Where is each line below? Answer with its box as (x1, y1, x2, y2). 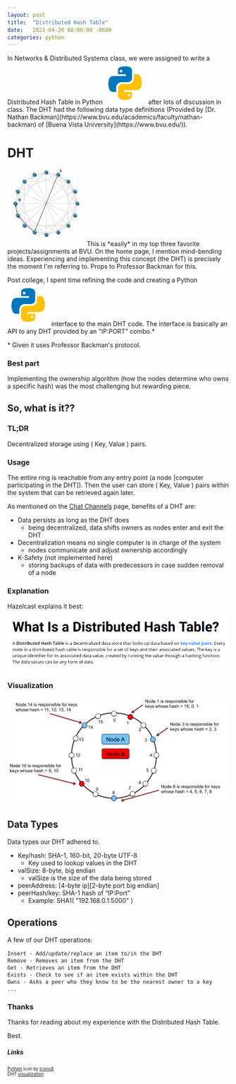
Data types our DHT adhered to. (7, 837, 101, 846)
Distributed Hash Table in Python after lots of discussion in (7, 98, 222, 106)
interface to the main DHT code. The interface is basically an (51, 319, 228, 328)
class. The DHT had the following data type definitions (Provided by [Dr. (7, 105, 216, 114)
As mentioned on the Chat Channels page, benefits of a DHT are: (7, 502, 196, 511)
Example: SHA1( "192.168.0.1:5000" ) (27, 896, 134, 904)
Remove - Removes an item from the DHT (7, 957, 125, 964)
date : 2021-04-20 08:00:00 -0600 (7, 26, 112, 33)
